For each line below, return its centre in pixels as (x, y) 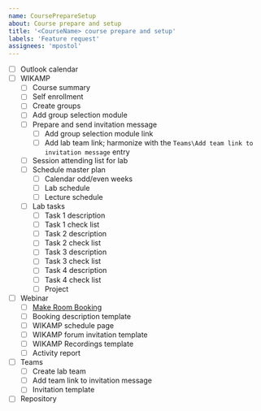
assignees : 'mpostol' (45, 46)
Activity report (57, 353)
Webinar (34, 298)
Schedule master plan (69, 169)
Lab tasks (48, 206)
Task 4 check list (73, 279)
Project (57, 288)
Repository (38, 399)
